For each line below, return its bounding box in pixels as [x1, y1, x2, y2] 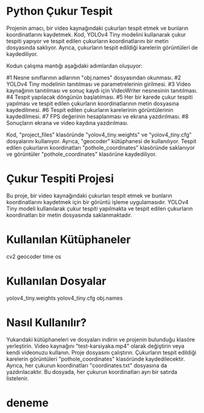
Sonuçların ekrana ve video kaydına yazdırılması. [6, 119, 129, 126]
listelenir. [6, 375, 29, 382]
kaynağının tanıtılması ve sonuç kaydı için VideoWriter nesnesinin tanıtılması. [6, 86, 198, 94]
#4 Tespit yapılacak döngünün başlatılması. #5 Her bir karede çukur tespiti [6, 93, 193, 101]
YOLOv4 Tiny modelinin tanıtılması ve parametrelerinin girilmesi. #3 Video [6, 80, 191, 88]
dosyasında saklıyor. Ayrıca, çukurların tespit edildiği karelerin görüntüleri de [6, 44, 198, 51]
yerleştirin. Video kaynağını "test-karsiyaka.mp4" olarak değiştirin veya [6, 342, 185, 350]
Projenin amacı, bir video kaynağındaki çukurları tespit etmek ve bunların [6, 24, 189, 32]
